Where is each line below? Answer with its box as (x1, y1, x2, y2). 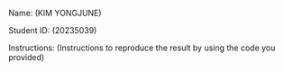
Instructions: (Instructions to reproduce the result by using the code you (8, 42, 276, 53)
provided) (8, 52, 45, 62)
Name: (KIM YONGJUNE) (8, 8, 102, 18)
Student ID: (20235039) (8, 25, 97, 35)
